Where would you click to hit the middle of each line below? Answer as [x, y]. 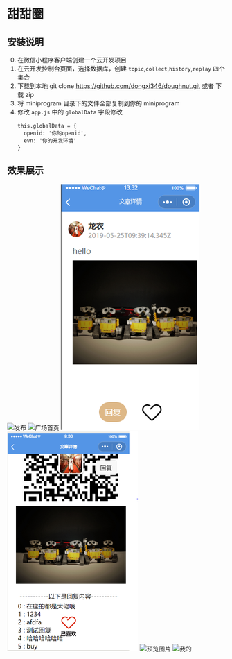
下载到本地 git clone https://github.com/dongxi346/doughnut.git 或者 [116, 86]
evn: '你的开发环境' [50, 141]
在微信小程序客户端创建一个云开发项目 [72, 60]
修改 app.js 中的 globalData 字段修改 [70, 112]
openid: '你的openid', [55, 133]
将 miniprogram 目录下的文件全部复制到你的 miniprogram [98, 103]
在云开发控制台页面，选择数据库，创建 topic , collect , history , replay [114, 69]
